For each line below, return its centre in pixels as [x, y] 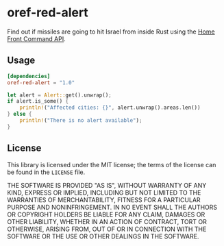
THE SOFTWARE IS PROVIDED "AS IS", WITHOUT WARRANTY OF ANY [107, 185]
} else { [20, 114]
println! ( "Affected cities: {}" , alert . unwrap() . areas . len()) [110, 108]
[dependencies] [29, 76]
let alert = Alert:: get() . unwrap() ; [59, 95]
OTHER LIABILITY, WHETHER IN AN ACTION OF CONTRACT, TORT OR [107, 221]
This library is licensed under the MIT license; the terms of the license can [112, 164]
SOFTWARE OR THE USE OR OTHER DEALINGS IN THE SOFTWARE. [103, 236]
